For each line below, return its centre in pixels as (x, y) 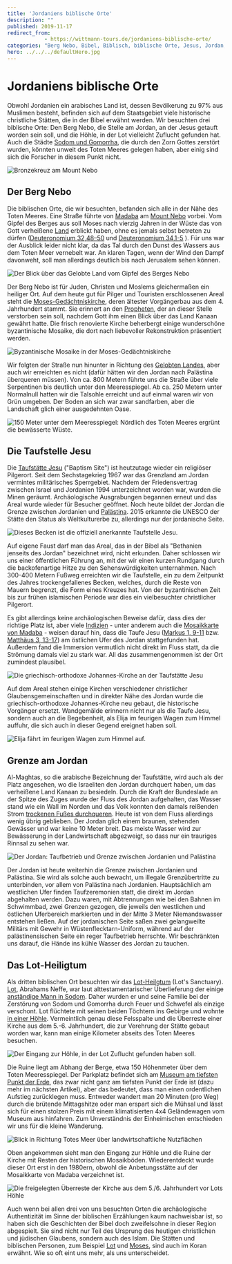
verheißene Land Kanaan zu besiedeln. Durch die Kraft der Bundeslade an (113, 792)
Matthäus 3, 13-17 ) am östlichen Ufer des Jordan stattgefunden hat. (103, 640)
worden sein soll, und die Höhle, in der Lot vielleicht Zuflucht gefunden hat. (114, 135)
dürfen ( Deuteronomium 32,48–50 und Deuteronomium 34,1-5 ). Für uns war (116, 238)
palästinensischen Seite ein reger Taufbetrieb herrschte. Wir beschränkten (113, 936)
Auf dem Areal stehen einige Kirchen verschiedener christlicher (97, 689)
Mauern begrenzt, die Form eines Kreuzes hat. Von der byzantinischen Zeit (114, 590)
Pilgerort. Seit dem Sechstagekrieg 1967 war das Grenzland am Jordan (108, 475)
